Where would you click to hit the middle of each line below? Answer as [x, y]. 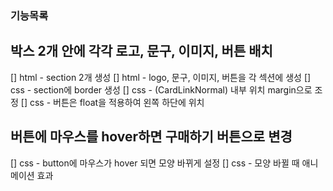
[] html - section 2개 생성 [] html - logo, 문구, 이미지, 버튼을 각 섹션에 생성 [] [161, 77]
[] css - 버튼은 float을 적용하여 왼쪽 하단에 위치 [112, 102]
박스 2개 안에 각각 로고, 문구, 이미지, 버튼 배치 [141, 51]
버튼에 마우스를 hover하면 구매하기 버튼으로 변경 [151, 137]
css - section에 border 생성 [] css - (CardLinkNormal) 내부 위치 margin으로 [161, 89]
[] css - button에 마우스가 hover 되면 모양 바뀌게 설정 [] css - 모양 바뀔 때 [155, 163]
